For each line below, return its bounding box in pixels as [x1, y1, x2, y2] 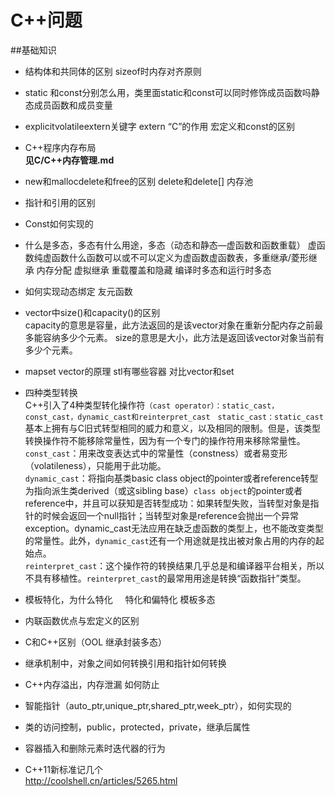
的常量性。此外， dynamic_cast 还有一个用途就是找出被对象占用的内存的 [24, 534, 316, 546]
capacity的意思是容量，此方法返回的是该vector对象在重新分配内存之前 [24, 319, 315, 331]
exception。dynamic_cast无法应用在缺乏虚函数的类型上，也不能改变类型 [24, 522, 324, 534]
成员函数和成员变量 [33, 99, 113, 111]
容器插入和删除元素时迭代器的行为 [24, 742, 166, 754]
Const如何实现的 [24, 217, 94, 230]
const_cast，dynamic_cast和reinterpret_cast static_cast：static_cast [24, 412, 324, 422]
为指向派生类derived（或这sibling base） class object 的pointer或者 [24, 484, 303, 496]
